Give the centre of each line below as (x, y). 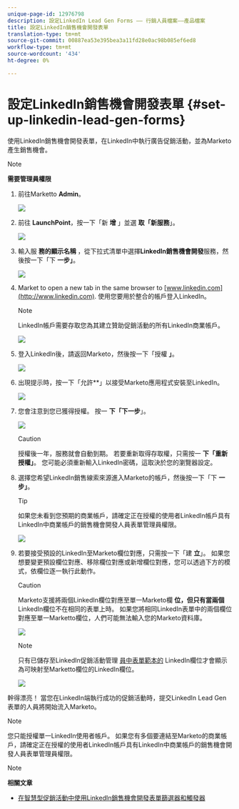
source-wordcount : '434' (44, 54)
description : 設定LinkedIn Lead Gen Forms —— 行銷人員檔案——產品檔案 (106, 21)
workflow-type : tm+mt (40, 47)
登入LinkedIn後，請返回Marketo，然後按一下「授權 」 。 (98, 354)
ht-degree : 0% (29, 61)
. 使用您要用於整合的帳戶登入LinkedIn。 (152, 296)
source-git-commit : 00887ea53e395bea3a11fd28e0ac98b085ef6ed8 (102, 41)
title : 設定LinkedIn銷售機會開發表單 (58, 27)
